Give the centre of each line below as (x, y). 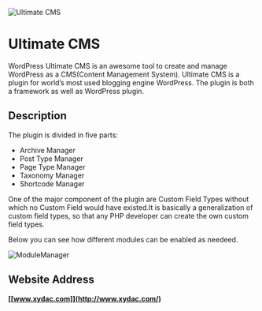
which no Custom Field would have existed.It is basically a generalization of (131, 207)
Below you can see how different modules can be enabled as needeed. (123, 239)
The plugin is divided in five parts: (63, 135)
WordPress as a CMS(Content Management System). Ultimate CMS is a (124, 74)
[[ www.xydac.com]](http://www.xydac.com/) (85, 298)
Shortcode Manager (52, 184)
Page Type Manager (52, 167)
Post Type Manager (52, 159)
